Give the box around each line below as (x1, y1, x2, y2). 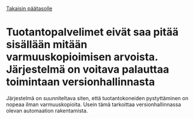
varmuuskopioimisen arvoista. (6, 50, 158, 64)
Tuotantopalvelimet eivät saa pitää (6, 26, 179, 39)
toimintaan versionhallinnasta (6, 76, 155, 89)
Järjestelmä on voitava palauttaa (6, 63, 169, 76)
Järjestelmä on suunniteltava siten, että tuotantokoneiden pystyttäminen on (6, 94, 189, 101)
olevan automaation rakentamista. (6, 107, 88, 114)
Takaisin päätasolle (6, 5, 53, 12)
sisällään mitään (6, 38, 88, 52)
